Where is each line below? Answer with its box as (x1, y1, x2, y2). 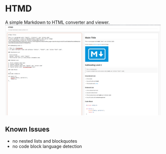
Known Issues (5, 125, 50, 133)
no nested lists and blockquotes (12, 138, 78, 144)
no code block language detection (12, 144, 83, 150)
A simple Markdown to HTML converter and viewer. (5, 19, 110, 25)
